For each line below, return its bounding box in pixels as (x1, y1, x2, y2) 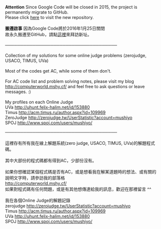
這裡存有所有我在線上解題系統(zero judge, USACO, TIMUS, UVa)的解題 (5, 140, 147, 146)
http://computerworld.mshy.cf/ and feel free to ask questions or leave (5, 84, 145, 89)
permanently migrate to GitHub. (5, 9, 69, 15)
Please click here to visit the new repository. (5, 15, 94, 20)
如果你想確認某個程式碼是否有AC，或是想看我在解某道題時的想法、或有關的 (5, 169, 157, 174)
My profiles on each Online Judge (5, 99, 73, 105)
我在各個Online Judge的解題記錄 (5, 197, 71, 203)
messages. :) (5, 89, 31, 95)
